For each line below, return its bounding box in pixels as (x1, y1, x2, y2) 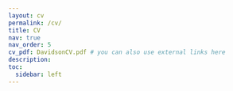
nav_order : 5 (8, 41, 52, 49)
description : (8, 56, 52, 64)
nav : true (8, 33, 41, 42)
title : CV (8, 26, 41, 34)
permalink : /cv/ (8, 19, 62, 27)
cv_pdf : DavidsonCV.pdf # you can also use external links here (8, 48, 226, 56)
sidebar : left (15, 70, 62, 78)
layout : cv (8, 11, 45, 20)
